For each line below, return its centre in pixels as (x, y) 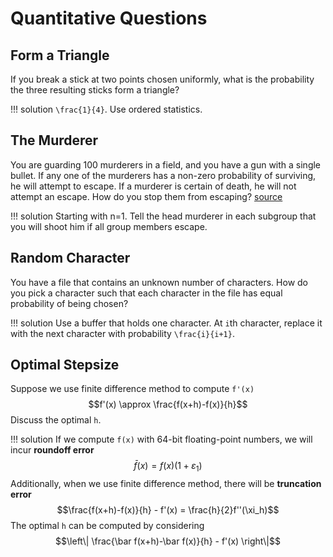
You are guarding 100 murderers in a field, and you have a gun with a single (166, 164)
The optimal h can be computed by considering (107, 526)
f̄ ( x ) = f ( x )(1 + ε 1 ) (168, 467)
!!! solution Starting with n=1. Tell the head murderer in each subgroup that (163, 216)
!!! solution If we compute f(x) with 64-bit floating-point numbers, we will (161, 439)
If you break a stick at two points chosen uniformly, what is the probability (162, 79)
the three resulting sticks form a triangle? (95, 90)
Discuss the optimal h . (56, 420)
